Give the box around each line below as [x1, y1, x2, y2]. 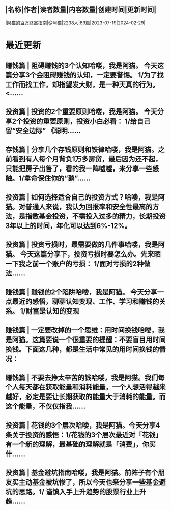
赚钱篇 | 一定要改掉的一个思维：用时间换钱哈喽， [5, 326, 158, 334]
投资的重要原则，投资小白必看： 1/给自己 [22, 117, 151, 125]
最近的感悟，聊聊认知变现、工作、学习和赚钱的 [12, 297, 159, 306]
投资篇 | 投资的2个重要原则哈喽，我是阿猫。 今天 [5, 107, 157, 116]
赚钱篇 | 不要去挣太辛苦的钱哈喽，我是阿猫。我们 [5, 374, 158, 382]
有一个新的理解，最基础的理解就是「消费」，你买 [5, 440, 156, 448]
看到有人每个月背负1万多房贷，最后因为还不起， [12, 155, 162, 163]
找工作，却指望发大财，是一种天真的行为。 [25, 80, 159, 89]
